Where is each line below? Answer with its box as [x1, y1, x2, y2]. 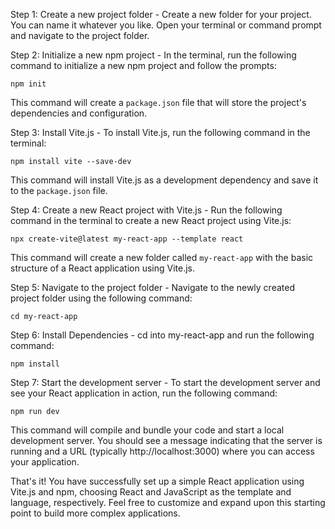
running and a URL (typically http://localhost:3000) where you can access [10, 445, 315, 457]
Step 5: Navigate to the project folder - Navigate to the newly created [10, 282, 295, 293]
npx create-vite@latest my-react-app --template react [10, 234, 244, 244]
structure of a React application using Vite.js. [10, 262, 196, 274]
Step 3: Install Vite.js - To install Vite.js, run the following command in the [10, 127, 311, 138]
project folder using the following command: [10, 292, 193, 304]
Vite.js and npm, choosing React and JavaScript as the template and [10, 486, 292, 498]
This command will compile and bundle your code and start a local [10, 424, 285, 436]
